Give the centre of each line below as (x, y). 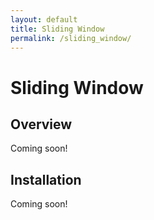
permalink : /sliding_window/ (71, 38)
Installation (46, 179)
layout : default (44, 19)
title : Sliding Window (57, 29)
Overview (41, 124)
